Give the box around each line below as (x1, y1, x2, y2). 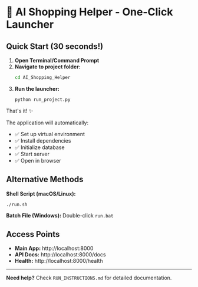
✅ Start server (14, 150, 50, 157)
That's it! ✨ (6, 107, 34, 114)
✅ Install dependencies (14, 137, 71, 144)
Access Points (6, 229, 60, 239)
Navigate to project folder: (14, 63, 81, 70)
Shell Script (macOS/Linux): (6, 190, 76, 197)
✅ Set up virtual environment (14, 130, 85, 137)
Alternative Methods (6, 174, 84, 184)
